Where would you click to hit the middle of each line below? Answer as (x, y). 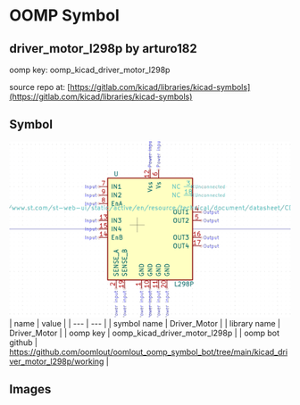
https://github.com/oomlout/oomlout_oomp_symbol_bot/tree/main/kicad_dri (149, 351)
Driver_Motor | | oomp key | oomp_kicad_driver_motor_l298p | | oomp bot (144, 333)
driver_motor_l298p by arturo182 (104, 49)
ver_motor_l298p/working (57, 361)
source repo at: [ (40, 87)
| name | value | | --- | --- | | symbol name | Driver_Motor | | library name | (145, 323)
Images (30, 389)
